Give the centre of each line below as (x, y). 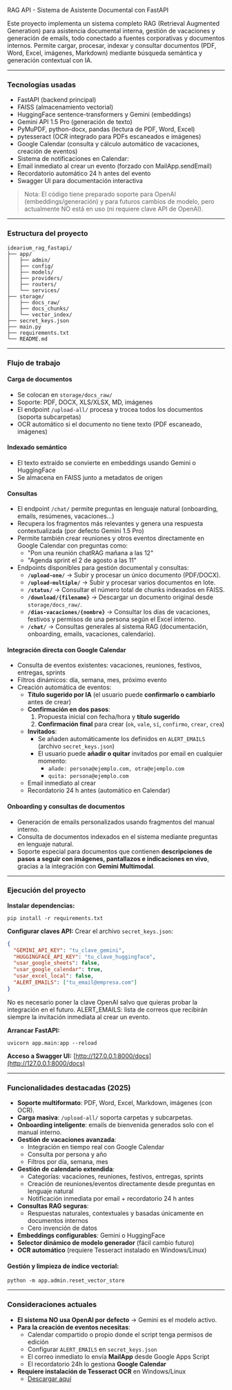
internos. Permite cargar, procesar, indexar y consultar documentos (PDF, (112, 45)
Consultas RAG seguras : (53, 1206)
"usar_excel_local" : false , (54, 976)
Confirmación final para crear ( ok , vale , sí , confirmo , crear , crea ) (131, 724)
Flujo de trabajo (34, 363)
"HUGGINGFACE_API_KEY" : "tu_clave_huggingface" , (85, 957)
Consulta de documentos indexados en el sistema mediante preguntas (117, 836)
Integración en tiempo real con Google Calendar (96, 1147)
